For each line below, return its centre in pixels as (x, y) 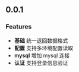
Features (19, 27)
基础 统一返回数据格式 (41, 40)
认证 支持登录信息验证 (41, 62)
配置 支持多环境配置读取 (44, 48)
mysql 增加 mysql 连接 (42, 55)
